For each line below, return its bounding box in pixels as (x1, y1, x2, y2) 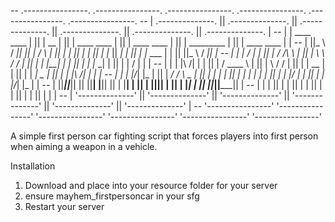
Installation (10, 160, 56, 172)
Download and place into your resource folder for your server (24, 180, 278, 191)
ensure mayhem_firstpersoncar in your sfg (24, 190, 200, 202)
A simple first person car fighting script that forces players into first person (10, 130, 319, 142)
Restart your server (24, 201, 105, 212)
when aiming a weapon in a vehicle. (10, 141, 158, 152)
